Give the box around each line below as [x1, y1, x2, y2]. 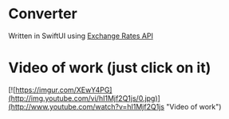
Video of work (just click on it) [8, 59, 211, 77]
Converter [8, 5, 77, 23]
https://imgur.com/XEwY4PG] [15, 85, 113, 94]
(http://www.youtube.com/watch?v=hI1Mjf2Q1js [8, 102, 165, 111]
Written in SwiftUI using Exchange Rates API [8, 31, 154, 40]
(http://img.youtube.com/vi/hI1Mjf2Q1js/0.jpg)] [8, 93, 161, 103]
